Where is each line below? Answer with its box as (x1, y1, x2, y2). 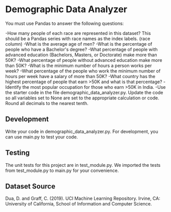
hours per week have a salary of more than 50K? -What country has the (5, 73, 156, 79)
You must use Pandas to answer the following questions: (5, 20, 124, 26)
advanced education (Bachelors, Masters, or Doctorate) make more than (5, 52, 157, 58)
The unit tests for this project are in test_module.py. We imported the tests (5, 162, 161, 168)
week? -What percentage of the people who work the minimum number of (5, 67, 161, 74)
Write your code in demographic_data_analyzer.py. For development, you (5, 128, 159, 134)
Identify (5, 84, 21, 90)
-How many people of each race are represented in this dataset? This (5, 30, 151, 36)
